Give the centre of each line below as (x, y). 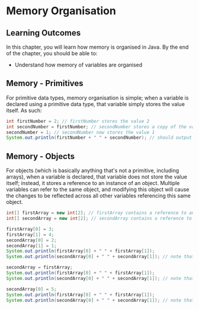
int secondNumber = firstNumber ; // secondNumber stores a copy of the (96, 127)
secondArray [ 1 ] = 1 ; (32, 246)
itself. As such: (24, 110)
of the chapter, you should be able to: (52, 53)
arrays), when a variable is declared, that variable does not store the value (97, 177)
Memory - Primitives (45, 83)
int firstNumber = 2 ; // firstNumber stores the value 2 (78, 121)
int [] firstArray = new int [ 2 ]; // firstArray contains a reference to (96, 213)
